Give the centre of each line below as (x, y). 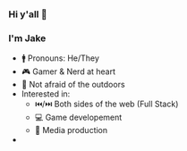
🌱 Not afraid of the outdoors (73, 85)
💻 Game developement (78, 117)
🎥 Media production (71, 130)
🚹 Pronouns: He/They (60, 58)
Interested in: (46, 94)
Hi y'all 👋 (28, 14)
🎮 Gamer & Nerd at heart (68, 71)
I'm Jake (27, 38)
